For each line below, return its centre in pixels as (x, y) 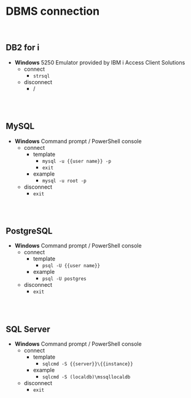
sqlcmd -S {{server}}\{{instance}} (88, 364)
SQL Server (28, 329)
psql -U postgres (64, 279)
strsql (41, 76)
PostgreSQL (29, 231)
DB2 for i (23, 48)
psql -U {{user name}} (71, 266)
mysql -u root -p (64, 181)
